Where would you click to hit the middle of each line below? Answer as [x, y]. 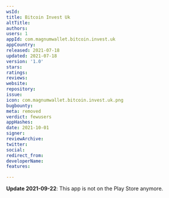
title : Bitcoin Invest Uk [38, 17]
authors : [17, 28]
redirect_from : [25, 155]
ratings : [17, 73]
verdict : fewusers [29, 117]
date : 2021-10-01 [28, 128]
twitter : [17, 144]
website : [17, 84]
